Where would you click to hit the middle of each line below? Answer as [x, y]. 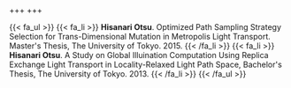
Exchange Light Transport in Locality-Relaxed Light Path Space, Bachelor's [146, 64]
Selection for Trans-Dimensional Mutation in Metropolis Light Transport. [140, 37]
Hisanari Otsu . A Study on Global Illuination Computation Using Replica [139, 55]
